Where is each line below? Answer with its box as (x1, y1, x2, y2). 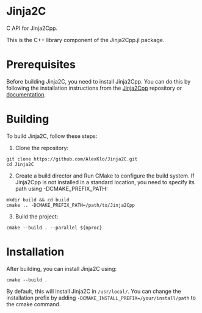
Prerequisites (6, 58, 76, 71)
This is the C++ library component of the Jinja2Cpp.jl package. (6, 36, 165, 43)
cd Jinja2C (6, 161, 34, 167)
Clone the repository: (15, 144, 69, 151)
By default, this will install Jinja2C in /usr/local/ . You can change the (6, 287, 181, 295)
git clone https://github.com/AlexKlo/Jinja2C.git (6, 156, 138, 162)
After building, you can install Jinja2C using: (6, 265, 117, 272)
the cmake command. (6, 300, 61, 308)
